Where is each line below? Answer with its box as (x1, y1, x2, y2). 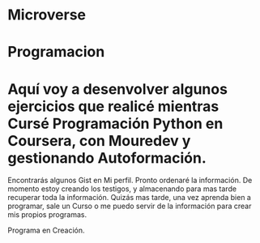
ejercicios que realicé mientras (7, 97, 220, 115)
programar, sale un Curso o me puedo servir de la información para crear (7, 201, 252, 211)
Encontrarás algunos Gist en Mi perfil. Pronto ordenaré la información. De (7, 176, 253, 185)
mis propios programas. (7, 210, 87, 220)
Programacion (7, 43, 105, 62)
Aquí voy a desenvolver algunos (7, 79, 228, 98)
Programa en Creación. (7, 225, 86, 236)
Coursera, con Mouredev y (7, 131, 191, 150)
